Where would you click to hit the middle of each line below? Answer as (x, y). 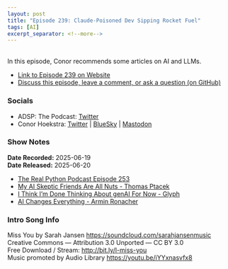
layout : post (27, 14)
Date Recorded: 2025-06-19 (49, 157)
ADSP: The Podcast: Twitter (58, 116)
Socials (20, 101)
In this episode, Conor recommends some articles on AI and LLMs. (104, 62)
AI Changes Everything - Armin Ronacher (78, 201)
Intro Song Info (34, 219)
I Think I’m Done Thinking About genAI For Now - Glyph (99, 194)
